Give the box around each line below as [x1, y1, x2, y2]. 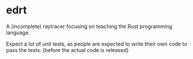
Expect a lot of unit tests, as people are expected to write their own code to [6, 40, 187, 47]
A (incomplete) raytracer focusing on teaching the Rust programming [6, 23, 173, 30]
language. [6, 29, 30, 36]
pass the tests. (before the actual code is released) [6, 46, 129, 53]
